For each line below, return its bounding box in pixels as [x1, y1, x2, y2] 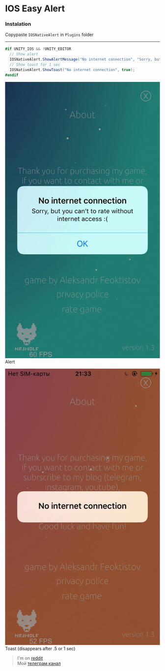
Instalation [5, 21, 31, 28]
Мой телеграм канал [17, 660, 61, 666]
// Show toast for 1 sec [9, 62, 60, 67]
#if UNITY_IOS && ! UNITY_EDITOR [5, 46, 71, 52]
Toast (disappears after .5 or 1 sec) [5, 645, 76, 651]
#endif [5, 73, 19, 77]
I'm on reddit [17, 655, 43, 661]
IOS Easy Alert [5, 3, 65, 14]
